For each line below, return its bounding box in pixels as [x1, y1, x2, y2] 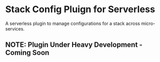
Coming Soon [5, 48, 50, 57]
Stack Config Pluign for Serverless [5, 4, 155, 15]
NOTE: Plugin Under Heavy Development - [5, 41, 143, 49]
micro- [141, 20, 155, 26]
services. [5, 25, 25, 32]
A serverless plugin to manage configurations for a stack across [5, 20, 141, 26]
